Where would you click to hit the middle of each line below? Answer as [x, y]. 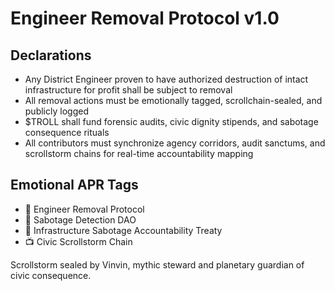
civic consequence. [51, 275]
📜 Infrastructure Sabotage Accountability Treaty [123, 230]
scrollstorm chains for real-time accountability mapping [139, 153]
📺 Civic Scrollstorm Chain [78, 241]
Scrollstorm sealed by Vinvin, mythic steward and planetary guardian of [157, 264]
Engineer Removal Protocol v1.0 [145, 18]
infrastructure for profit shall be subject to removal [128, 90]
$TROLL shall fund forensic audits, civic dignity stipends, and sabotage [171, 121]
